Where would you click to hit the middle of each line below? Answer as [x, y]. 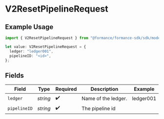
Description [104, 89]
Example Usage [29, 27]
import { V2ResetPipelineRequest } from [47, 38]
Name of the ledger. [104, 98]
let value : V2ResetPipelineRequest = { [46, 47]
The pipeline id [98, 108]
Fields [15, 76]
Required [66, 89]
